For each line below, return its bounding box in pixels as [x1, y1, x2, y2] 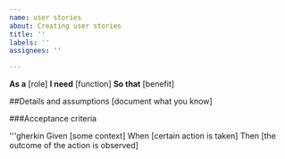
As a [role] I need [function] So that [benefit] [9, 79, 175, 89]
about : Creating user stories [9, 21, 122, 30]
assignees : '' [9, 46, 63, 55]
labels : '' [9, 38, 50, 47]
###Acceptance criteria [9, 113, 96, 124]
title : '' [9, 29, 46, 38]
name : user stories [9, 13, 82, 22]
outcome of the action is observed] [9, 140, 138, 151]
